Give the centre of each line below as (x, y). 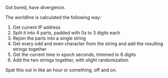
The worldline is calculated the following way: (53, 17)
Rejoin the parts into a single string (49, 38)
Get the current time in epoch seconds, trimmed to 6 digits (74, 54)
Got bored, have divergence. (35, 7)
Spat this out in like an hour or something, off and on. (61, 70)
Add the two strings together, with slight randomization (70, 60)
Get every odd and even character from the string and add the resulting (88, 44)
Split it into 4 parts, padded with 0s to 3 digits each (66, 33)
